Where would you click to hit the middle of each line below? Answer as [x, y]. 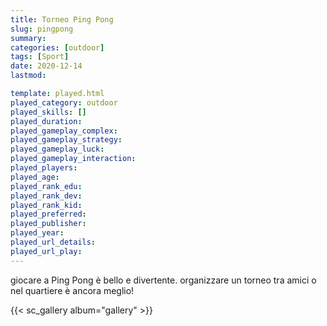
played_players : [44, 168]
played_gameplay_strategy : [66, 140]
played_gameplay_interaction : [73, 159]
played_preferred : [48, 214]
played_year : [37, 233]
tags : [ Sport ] [40, 57]
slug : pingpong [42, 29]
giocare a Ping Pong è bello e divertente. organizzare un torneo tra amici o [163, 280]
